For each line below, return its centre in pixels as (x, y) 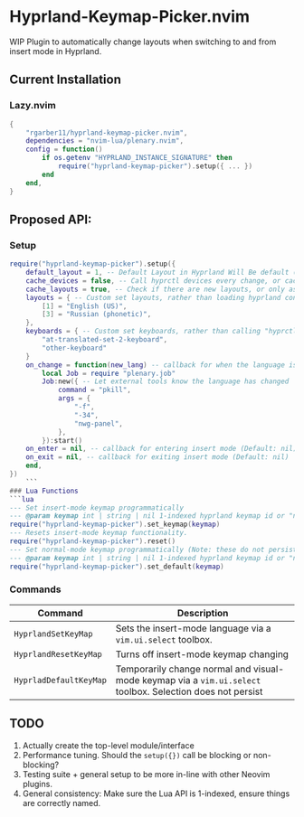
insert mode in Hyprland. (56, 51)
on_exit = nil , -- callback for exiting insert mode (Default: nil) (157, 457)
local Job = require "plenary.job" (109, 373)
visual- (269, 669)
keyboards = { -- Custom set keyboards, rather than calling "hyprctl (161, 332)
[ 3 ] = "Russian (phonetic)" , (97, 315)
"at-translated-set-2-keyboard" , (105, 340)
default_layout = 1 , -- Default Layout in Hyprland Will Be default (157, 273)
